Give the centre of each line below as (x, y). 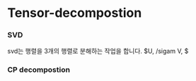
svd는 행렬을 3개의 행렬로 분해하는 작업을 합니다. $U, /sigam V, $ (98, 51)
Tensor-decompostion (75, 13)
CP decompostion (39, 70)
